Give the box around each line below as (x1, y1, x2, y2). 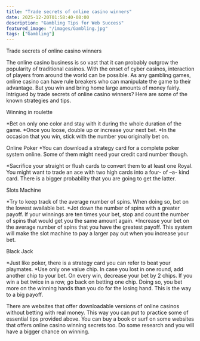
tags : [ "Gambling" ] (6, 31, 55, 37)
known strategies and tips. (6, 97, 72, 105)
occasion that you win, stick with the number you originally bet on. (6, 133, 170, 140)
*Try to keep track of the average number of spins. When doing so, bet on (6, 198, 189, 205)
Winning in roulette (6, 109, 53, 116)
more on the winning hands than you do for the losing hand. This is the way (6, 285, 192, 292)
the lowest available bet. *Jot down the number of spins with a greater (6, 204, 180, 212)
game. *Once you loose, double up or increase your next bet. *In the (6, 127, 176, 134)
